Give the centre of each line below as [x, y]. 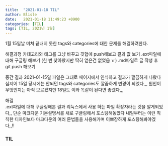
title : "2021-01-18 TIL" [32, 10]
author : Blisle [21, 15]
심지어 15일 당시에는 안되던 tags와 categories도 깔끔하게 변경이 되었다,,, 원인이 [83, 84]
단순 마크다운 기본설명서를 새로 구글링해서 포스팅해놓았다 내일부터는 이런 [84, 113]
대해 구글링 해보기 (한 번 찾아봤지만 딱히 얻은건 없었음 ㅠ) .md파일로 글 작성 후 [82, 60]
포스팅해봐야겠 [142, 119]
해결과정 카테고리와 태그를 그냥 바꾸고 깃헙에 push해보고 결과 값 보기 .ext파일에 [83, 54]
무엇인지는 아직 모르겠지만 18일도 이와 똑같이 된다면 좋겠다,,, [65, 90]
